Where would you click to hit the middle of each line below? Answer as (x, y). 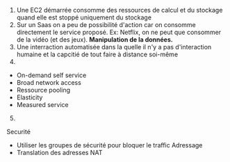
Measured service (42, 105)
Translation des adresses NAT (59, 153)
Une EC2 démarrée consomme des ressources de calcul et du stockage (120, 10)
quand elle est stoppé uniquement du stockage (84, 17)
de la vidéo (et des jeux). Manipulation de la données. (95, 40)
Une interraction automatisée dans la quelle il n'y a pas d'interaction (114, 47)
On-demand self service (51, 75)
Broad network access (49, 82)
